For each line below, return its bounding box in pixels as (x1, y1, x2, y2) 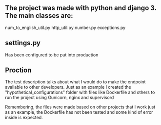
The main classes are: (5, 12, 73, 20)
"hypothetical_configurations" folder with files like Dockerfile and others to (5, 89, 155, 95)
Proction (5, 66, 32, 75)
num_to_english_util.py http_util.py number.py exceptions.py (5, 25, 126, 30)
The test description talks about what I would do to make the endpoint (5, 79, 146, 85)
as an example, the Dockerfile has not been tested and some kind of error (5, 109, 153, 115)
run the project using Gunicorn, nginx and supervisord (5, 95, 114, 100)
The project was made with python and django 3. (5, 4, 157, 12)
